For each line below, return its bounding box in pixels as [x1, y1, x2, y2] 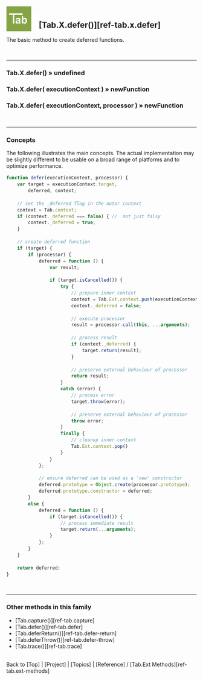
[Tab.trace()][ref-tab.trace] [14, 642, 83, 650]
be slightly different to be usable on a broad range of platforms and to [6, 156, 180, 163]
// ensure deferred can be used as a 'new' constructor [38, 475, 182, 481]
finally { [60, 430, 85, 437]
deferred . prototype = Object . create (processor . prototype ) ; [38, 482, 190, 488]
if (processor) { [28, 252, 71, 258]
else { [28, 501, 45, 507]
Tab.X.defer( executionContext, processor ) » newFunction [6, 101, 184, 110]
